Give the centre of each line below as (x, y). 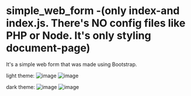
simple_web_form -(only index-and (93, 11)
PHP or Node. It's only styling (79, 36)
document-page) (48, 48)
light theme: (20, 76)
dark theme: (21, 87)
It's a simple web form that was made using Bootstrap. (72, 64)
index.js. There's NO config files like (96, 23)
